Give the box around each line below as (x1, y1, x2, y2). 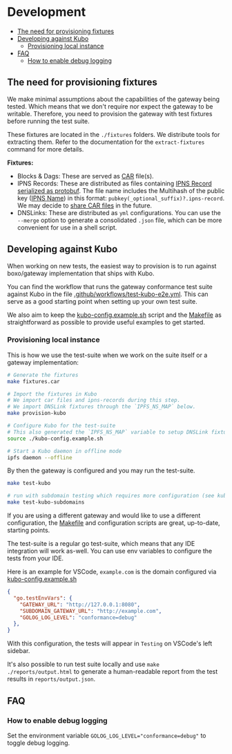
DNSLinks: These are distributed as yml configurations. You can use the (17, 208, 221, 217)
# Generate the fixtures (7, 371, 79, 378)
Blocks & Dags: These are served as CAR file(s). (17, 172, 154, 180)
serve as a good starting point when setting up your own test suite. (7, 297, 198, 305)
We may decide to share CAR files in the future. (17, 201, 153, 210)
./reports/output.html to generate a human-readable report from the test (7, 668, 218, 676)
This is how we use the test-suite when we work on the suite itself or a (7, 351, 208, 359)
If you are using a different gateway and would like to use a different (7, 511, 201, 519)
